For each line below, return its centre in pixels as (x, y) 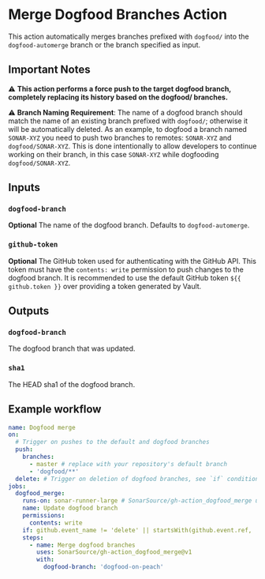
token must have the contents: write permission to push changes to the (126, 269)
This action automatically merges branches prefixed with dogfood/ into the (129, 36)
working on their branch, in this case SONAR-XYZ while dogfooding (114, 154)
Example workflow (55, 410)
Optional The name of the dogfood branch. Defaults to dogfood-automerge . (129, 225)
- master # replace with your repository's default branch (128, 464)
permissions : (44, 516)
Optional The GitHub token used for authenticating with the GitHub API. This (132, 261)
